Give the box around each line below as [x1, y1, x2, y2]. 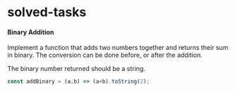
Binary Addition [7, 27, 54, 36]
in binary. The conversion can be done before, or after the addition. [7, 51, 203, 60]
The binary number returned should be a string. [7, 65, 146, 73]
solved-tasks [7, 4, 87, 20]
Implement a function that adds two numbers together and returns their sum [7, 44, 229, 52]
